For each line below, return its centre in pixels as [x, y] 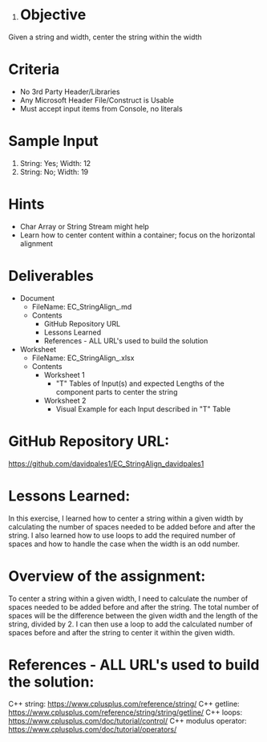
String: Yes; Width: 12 [55, 163]
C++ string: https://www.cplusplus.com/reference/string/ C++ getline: [124, 704]
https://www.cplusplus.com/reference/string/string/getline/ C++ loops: [125, 712]
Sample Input [53, 141]
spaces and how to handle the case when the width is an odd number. [124, 544]
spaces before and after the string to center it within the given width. [121, 632]
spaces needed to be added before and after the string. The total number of [133, 606]
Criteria [34, 69]
